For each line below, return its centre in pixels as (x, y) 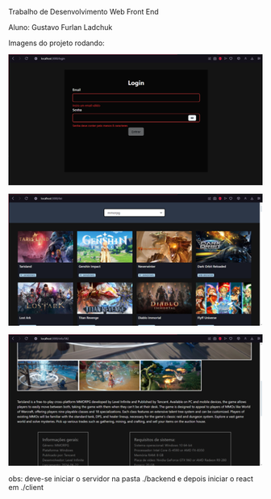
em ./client (26, 488)
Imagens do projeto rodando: (56, 43)
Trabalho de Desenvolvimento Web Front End (83, 12)
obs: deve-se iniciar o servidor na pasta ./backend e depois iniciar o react (131, 479)
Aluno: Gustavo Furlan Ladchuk (60, 27)
